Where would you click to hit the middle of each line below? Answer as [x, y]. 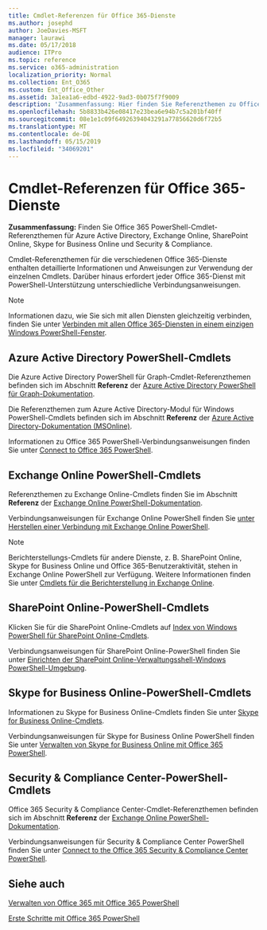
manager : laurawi [37, 38]
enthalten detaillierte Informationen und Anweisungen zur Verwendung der [131, 268]
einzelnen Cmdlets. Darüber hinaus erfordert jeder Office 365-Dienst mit [127, 276]
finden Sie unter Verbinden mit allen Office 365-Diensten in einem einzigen [131, 324]
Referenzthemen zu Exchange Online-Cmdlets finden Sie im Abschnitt [123, 494]
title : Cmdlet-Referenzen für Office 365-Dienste [92, 16]
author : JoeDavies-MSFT [48, 30]
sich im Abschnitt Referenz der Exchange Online [88, 818]
